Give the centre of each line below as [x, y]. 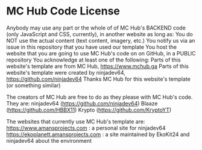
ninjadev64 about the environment [49, 140]
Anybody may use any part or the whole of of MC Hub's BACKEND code [96, 28]
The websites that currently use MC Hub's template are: [76, 121]
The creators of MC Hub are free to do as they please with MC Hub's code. [99, 97]
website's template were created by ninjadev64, [66, 72]
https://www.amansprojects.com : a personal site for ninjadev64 [86, 128]
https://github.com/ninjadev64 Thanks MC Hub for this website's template [99, 79]
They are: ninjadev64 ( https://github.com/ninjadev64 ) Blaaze [82, 103]
